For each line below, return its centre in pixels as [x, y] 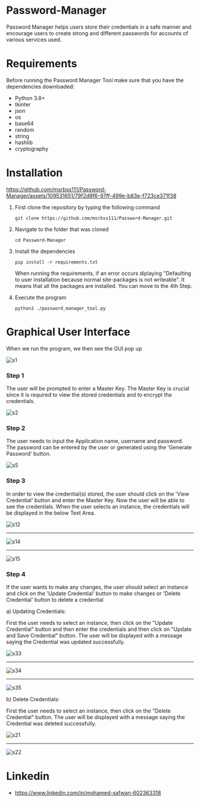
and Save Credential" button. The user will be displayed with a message [94, 635]
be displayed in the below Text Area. [51, 513]
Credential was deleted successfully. [51, 723]
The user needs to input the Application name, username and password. [95, 441]
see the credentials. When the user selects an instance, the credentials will [98, 506]
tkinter [23, 104]
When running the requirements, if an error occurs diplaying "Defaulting [103, 273]
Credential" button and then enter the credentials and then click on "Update [99, 629]
